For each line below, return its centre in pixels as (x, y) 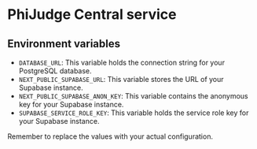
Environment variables (64, 44)
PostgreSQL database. (55, 71)
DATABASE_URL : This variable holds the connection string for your (122, 62)
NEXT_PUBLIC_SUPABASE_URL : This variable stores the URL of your (121, 79)
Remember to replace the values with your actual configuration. (110, 136)
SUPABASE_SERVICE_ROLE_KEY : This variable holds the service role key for (134, 113)
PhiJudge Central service (92, 15)
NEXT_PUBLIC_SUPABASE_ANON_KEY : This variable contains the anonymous (133, 96)
